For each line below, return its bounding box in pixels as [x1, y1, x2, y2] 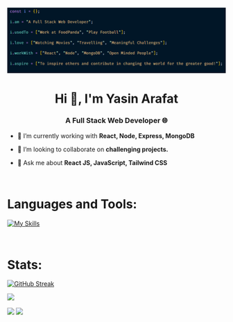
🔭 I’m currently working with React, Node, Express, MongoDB [17, 131, 195, 139]
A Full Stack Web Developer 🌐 [64, 116, 169, 126]
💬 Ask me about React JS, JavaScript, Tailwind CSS [17, 158, 168, 167]
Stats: [7, 257, 43, 273]
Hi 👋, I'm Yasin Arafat [54, 91, 179, 107]
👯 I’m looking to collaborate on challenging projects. [17, 145, 169, 153]
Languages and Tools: [7, 196, 137, 212]
